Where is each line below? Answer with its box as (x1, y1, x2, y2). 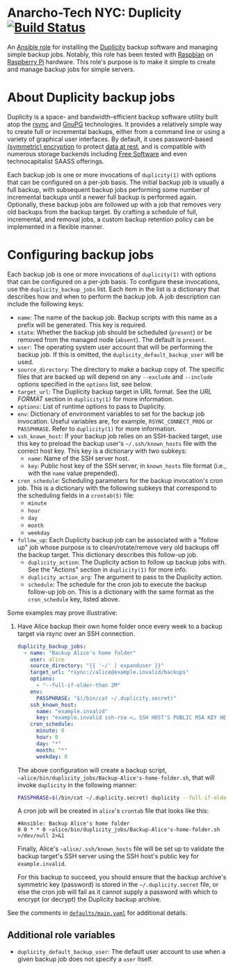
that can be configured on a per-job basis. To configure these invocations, (7, 277, 220, 285)
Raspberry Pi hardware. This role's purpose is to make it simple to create (7, 57, 216, 66)
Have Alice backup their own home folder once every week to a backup (17, 622, 223, 630)
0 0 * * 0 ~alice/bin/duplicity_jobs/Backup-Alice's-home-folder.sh (17, 826, 220, 833)
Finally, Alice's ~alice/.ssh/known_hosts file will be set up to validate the (17, 844, 225, 853)
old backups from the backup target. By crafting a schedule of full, (7, 207, 198, 216)
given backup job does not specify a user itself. (17, 955, 153, 964)
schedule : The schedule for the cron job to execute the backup (27, 580, 207, 588)
